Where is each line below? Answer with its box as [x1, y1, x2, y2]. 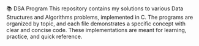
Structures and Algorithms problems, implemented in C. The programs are [6, 14, 193, 21]
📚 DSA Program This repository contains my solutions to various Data [6, 5, 184, 12]
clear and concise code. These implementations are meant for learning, [6, 27, 187, 33]
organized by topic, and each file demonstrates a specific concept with [6, 20, 186, 27]
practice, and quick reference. [6, 33, 83, 40]
